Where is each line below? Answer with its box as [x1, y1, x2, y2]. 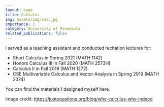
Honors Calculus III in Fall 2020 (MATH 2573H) [12, 60, 111, 66]
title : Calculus [5, 12, 40, 17]
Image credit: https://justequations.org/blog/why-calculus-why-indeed [5, 96, 153, 102]
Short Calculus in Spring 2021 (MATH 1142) [12, 55, 103, 61]
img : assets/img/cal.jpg [5, 17, 58, 22]
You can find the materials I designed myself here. [5, 86, 111, 92]
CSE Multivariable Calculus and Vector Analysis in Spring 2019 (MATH [12, 71, 159, 77]
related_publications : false [5, 31, 67, 36]
